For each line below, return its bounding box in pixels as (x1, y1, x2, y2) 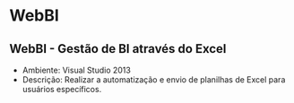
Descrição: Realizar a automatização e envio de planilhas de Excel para (22, 74, 286, 85)
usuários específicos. (22, 84, 102, 94)
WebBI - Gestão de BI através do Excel (9, 41, 227, 56)
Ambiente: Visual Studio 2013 (22, 64, 132, 75)
